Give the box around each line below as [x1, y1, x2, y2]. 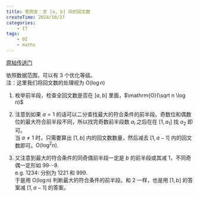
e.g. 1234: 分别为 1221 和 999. [14, 169, 88, 176]
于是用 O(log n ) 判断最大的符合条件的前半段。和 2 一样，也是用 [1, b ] [14, 177, 181, 184]
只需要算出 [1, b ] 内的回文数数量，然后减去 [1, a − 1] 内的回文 [45, 134, 192, 141]
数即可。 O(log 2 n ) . [14, 140, 59, 149]
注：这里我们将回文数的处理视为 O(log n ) [6, 79, 105, 86]
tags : [6, 31, 20, 37]
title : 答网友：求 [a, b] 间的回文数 [6, 8, 91, 15]
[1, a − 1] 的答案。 [26, 184, 70, 191]
